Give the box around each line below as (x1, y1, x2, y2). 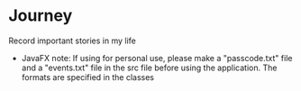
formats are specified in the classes (21, 71, 155, 82)
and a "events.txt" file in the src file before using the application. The (21, 62, 278, 73)
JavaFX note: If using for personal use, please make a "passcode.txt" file (21, 52, 293, 63)
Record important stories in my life (8, 35, 137, 46)
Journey (8, 5, 73, 26)
